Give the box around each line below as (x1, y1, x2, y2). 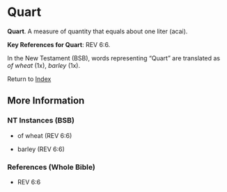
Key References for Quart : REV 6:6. (7, 40, 111, 49)
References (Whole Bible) (7, 162, 95, 172)
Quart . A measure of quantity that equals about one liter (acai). (7, 27, 188, 35)
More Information (7, 95, 85, 107)
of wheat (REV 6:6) (17, 131, 72, 139)
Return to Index (7, 74, 52, 83)
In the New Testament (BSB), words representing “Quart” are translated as (7, 53, 221, 62)
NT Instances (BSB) (7, 116, 75, 125)
